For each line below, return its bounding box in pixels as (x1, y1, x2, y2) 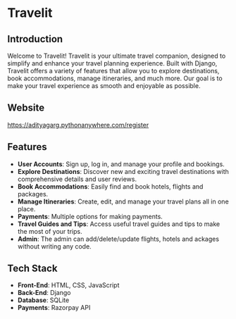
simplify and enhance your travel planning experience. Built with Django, (7, 59, 218, 68)
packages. (17, 189, 49, 198)
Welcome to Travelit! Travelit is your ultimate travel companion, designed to (7, 51, 226, 60)
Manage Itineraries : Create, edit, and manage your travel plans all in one (17, 197, 229, 206)
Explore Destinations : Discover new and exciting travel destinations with (17, 167, 229, 175)
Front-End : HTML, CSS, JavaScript (17, 281, 120, 289)
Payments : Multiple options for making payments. (17, 212, 163, 220)
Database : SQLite (17, 296, 70, 304)
